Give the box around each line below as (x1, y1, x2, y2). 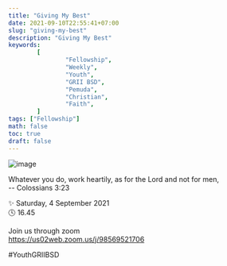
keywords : (8, 41, 41, 49)
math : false (8, 122, 48, 130)
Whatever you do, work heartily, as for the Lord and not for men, (8, 174, 219, 183)
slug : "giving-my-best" (8, 26, 88, 34)
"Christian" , (65, 93, 109, 101)
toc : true (8, 129, 41, 137)
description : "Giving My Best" (8, 33, 112, 42)
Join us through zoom (8, 226, 80, 235)
